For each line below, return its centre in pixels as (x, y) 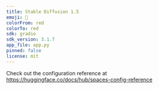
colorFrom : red (25, 23)
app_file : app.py (28, 45)
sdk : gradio (21, 34)
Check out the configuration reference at (57, 73)
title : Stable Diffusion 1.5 (43, 12)
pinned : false (24, 51)
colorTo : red (22, 28)
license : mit (22, 56)
